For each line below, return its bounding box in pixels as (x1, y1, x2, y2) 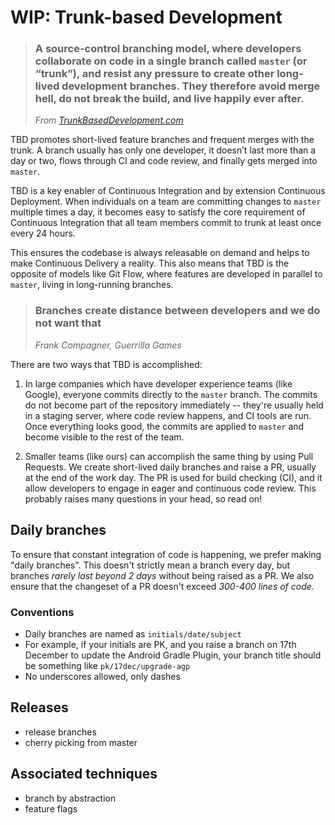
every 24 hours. (10, 227, 76, 240)
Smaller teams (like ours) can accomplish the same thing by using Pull (24, 450, 314, 462)
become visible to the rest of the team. (24, 431, 185, 443)
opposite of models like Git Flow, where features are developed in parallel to (10, 268, 323, 280)
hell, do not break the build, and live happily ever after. (34, 92, 305, 106)
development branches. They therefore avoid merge (61, 79, 321, 93)
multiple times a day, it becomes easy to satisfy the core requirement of (10, 206, 306, 218)
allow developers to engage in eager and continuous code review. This (24, 482, 317, 494)
